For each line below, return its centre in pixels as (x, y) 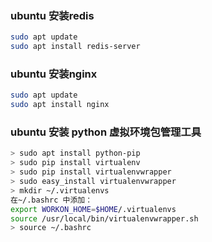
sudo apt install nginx (60, 105)
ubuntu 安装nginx (54, 74)
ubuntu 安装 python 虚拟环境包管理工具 (106, 132)
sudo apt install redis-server (75, 47)
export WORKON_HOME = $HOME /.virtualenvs (93, 209)
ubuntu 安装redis (52, 15)
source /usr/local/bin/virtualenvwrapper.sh (104, 218)
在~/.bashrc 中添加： (51, 200)
